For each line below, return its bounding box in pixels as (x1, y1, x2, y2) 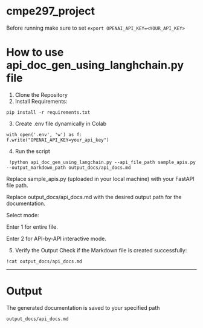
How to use (6, 45, 64, 59)
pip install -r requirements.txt (6, 109, 91, 116)
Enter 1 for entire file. (6, 223, 59, 231)
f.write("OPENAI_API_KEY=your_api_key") (6, 137, 110, 143)
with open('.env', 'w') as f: (6, 131, 83, 137)
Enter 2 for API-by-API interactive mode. (6, 235, 107, 242)
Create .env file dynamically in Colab (14, 120, 107, 127)
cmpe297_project (6, 4, 95, 18)
